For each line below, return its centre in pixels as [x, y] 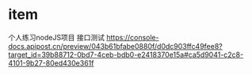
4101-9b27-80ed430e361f [51, 63]
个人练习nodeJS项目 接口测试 [57, 37]
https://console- [133, 37]
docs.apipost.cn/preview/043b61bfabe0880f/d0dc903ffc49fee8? [116, 46]
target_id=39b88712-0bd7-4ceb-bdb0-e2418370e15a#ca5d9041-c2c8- [126, 54]
